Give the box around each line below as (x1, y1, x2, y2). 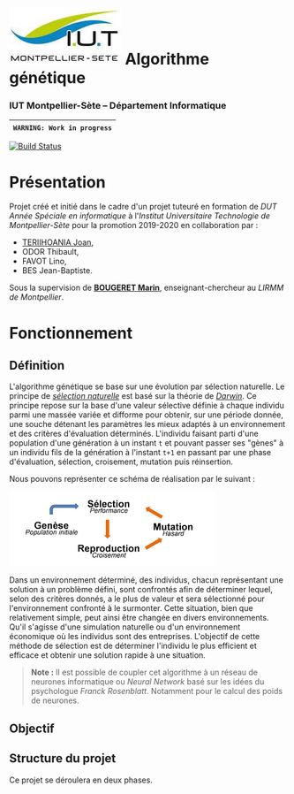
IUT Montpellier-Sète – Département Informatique (9, 100, 227, 112)
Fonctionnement (9, 323, 133, 343)
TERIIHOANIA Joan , (21, 237, 94, 248)
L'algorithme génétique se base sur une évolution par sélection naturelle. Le (9, 381, 285, 392)
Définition (9, 358, 64, 373)
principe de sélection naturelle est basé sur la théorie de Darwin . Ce (9, 391, 258, 401)
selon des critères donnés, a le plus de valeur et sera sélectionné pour (9, 593, 265, 604)
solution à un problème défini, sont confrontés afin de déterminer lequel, (9, 584, 274, 595)
